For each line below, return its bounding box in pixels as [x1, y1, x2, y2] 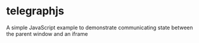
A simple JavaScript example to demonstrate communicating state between [6, 24, 194, 31]
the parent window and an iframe [6, 30, 88, 37]
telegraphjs [6, 4, 65, 18]
